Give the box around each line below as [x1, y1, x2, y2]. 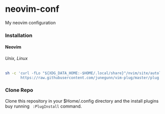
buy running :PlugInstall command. [5, 103, 82, 109]
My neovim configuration [5, 20, 56, 26]
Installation [5, 32, 33, 39]
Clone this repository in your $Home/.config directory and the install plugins [5, 98, 159, 104]
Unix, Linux [5, 56, 28, 61]
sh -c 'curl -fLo [5, 70, 41, 76]
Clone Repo [5, 87, 33, 94]
